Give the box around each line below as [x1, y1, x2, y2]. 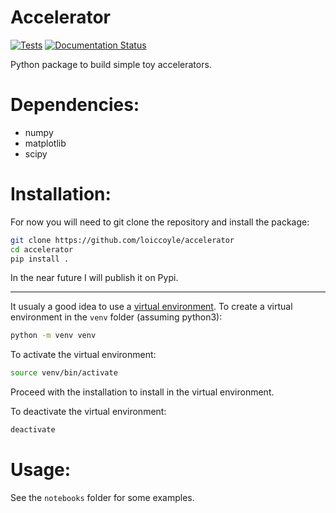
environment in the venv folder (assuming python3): [10, 311, 223, 323]
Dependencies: [10, 94, 140, 116]
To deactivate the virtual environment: [10, 406, 167, 418]
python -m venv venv [10, 331, 97, 341]
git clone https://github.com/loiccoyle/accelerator [10, 235, 235, 245]
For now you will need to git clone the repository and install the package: [10, 216, 310, 228]
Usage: [10, 459, 72, 481]
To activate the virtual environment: [10, 349, 157, 361]
